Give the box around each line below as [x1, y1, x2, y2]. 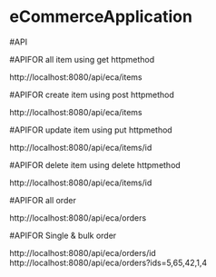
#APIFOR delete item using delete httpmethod [9, 159, 182, 170]
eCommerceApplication [9, 6, 193, 27]
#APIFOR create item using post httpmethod [9, 89, 175, 100]
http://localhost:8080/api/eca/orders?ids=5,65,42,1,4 [9, 257, 208, 268]
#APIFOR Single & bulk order [9, 230, 117, 241]
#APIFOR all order [9, 194, 77, 205]
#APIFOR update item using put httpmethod [9, 124, 172, 135]
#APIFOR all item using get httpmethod [9, 54, 155, 64]
